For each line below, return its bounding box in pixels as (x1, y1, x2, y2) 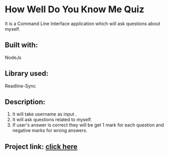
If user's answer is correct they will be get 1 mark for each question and (12, 122, 164, 128)
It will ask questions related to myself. (12, 117, 92, 123)
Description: (5, 97, 46, 106)
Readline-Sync (5, 83, 36, 89)
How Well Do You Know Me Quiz (5, 4, 144, 15)
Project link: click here (5, 142, 78, 151)
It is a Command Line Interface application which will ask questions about (5, 20, 160, 27)
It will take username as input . (12, 111, 77, 117)
